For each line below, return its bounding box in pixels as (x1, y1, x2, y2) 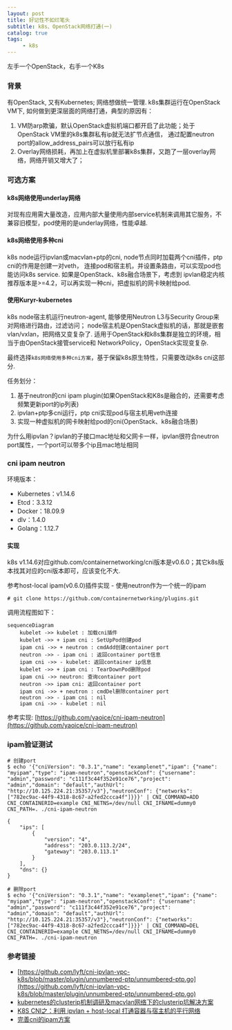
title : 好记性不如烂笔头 (7, 17, 70, 24)
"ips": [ (19, 824, 45, 831)
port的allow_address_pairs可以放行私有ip (17, 139, 135, 147)
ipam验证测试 (7, 740, 53, 750)
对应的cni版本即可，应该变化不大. (25, 567, 121, 575)
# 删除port (7, 885, 37, 893)
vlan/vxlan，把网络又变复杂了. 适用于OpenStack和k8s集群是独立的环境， (7, 329, 215, 338)
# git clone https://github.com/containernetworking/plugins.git (7, 595, 199, 602)
